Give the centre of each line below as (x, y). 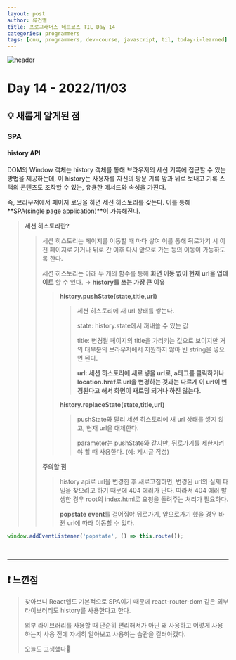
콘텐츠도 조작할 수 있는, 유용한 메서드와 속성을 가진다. (93, 187)
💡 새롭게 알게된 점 (44, 116)
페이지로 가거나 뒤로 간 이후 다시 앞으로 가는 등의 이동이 (125, 250)
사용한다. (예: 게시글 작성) (135, 451)
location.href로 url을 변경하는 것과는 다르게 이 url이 (149, 382)
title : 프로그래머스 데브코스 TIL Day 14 (61, 27)
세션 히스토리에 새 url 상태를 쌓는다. (126, 311)
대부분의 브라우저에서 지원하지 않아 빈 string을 (148, 349)
